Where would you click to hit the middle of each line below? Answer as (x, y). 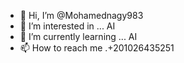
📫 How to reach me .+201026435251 (97, 48)
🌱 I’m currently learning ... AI (78, 36)
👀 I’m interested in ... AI (67, 26)
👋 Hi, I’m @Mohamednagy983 (81, 15)
